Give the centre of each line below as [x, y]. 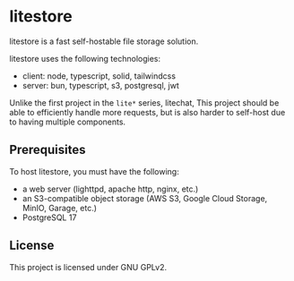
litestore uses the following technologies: [85, 58]
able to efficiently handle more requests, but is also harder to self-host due [147, 112]
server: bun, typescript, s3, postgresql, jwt [100, 85]
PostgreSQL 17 [49, 217]
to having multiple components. [68, 122]
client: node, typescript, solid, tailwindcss [99, 76]
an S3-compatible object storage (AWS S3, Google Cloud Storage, [145, 198]
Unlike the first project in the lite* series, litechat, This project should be [144, 102]
